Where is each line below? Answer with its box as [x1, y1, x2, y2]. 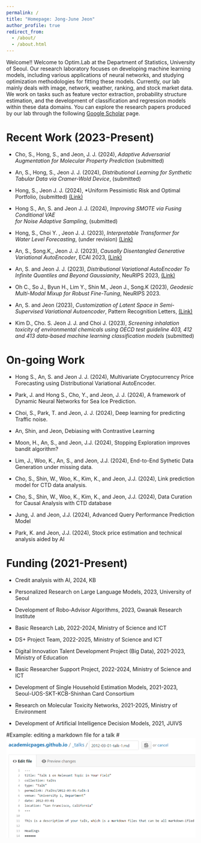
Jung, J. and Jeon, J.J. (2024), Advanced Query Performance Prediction [14, 511, 195, 518]
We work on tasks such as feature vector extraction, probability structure [6, 91, 187, 97]
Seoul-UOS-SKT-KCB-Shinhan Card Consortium [14, 690, 135, 697]
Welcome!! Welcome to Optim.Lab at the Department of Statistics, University [6, 59, 196, 66]
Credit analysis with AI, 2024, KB [14, 576, 96, 583]
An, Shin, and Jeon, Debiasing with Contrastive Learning [14, 427, 155, 434]
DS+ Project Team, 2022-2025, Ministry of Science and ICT [14, 636, 163, 643]
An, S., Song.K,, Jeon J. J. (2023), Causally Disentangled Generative [14, 247, 185, 254]
